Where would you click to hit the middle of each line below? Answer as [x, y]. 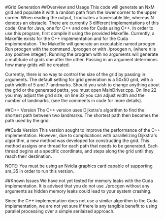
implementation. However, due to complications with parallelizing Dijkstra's [81, 135]
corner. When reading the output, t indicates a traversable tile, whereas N [80, 18]
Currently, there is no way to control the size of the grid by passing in [75, 74]
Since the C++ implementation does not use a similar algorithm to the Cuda [81, 201]
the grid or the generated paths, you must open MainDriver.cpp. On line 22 [81, 90]
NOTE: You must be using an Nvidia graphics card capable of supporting [79, 166]
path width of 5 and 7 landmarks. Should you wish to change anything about [82, 85]
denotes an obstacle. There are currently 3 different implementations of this [82, 23]
